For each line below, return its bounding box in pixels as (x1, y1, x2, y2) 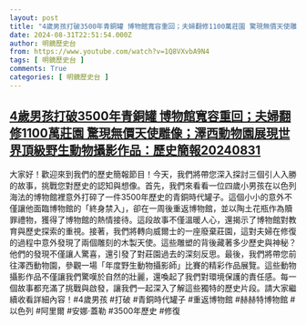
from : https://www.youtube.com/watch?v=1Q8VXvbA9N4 (9, 47, 209, 56)
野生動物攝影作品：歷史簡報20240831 (45, 143, 261, 158)
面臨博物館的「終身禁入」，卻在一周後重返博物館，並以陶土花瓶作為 (33, 202, 285, 214)
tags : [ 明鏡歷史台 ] (9, 56, 85, 65)
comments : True (9, 65, 67, 74)
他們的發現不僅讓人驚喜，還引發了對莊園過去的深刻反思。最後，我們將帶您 (9, 248, 289, 259)
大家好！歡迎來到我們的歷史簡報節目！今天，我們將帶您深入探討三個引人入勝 (9, 168, 297, 179)
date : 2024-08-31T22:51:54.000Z (9, 30, 132, 39)
